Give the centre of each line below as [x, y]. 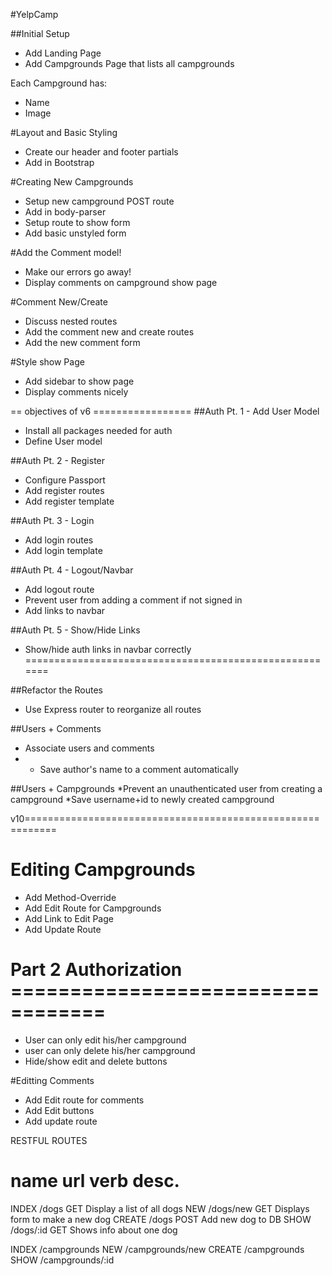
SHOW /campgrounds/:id [62, 1260]
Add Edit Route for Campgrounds [93, 908]
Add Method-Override [70, 897]
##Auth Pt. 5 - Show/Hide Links [75, 630]
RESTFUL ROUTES [49, 1140]
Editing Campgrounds [103, 870]
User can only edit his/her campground [105, 1040]
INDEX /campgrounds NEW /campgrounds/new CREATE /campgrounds [157, 1249]
